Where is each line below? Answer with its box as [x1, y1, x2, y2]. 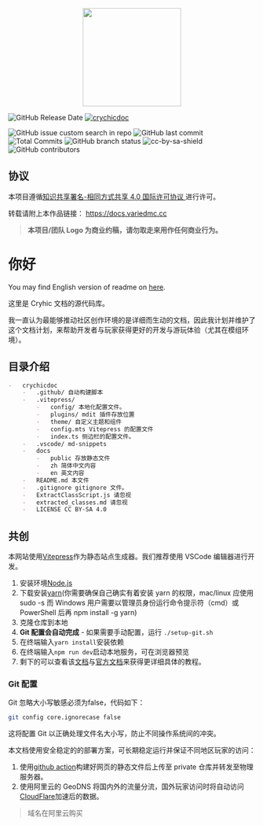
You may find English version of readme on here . [8, 282, 166, 292]
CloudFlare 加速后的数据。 [19, 792, 104, 801]
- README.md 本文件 [22, 476, 89, 484]
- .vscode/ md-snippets [22, 440, 108, 447]
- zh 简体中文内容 [36, 462, 97, 470]
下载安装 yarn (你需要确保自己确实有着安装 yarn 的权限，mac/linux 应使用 [19, 588, 254, 598]
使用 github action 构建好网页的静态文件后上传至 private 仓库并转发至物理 [19, 762, 254, 772]
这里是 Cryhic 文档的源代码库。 [8, 298, 110, 308]
